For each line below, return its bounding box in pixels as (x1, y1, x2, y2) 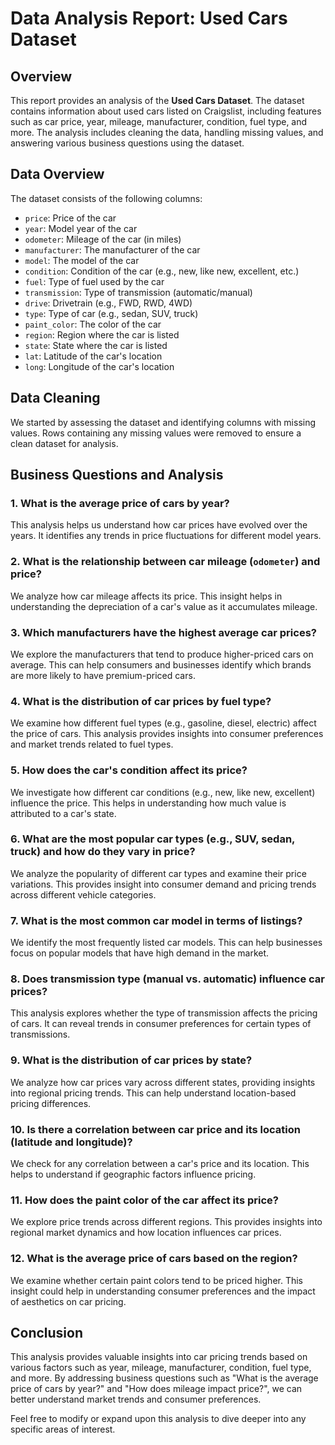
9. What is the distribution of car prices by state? (10, 1053, 253, 1067)
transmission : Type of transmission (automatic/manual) (24, 286, 253, 298)
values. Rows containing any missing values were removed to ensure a (10, 427, 302, 439)
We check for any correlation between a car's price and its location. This (10, 1157, 310, 1169)
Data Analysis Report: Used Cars (10, 7, 288, 30)
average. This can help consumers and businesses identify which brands (10, 658, 312, 671)
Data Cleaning (10, 390, 101, 407)
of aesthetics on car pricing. (10, 1295, 127, 1307)
